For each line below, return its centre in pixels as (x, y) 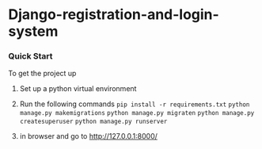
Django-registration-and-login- (114, 15)
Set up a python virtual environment (78, 89)
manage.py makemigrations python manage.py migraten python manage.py (137, 113)
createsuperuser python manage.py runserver (93, 122)
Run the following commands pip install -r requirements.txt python (135, 104)
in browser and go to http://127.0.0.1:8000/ (89, 136)
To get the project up (42, 74)
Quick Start (30, 56)
